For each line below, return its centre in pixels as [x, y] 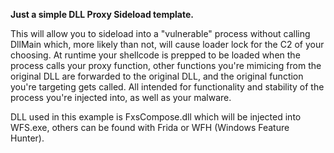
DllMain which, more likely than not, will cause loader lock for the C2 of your [167, 44]
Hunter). [27, 138]
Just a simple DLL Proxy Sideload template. [102, 14]
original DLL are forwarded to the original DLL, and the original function [157, 76]
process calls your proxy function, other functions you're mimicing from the [166, 65]
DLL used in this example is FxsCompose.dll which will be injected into [156, 117]
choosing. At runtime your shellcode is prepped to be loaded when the [155, 55]
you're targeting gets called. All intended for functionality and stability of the [167, 87]
